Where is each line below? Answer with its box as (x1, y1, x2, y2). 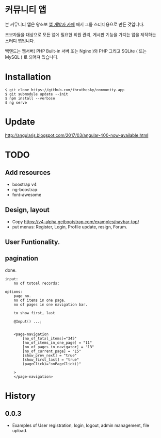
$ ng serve (5, 100, 27, 105)
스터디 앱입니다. (5, 37, 35, 44)
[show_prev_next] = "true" (22, 353, 77, 358)
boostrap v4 (12, 181, 37, 187)
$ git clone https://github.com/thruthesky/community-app (5, 87, 125, 92)
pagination (5, 254, 39, 262)
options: (5, 289, 23, 294)
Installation (5, 71, 51, 82)
